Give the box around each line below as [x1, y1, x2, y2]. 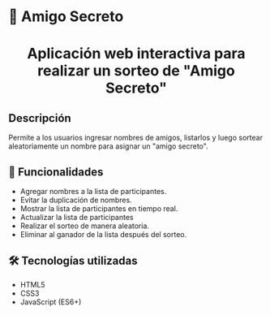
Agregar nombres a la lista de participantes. [19, 187, 167, 196]
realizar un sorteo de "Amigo [37, 62, 235, 80]
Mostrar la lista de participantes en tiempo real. [19, 204, 178, 214]
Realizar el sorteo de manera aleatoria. [19, 221, 150, 231]
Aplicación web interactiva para [27, 45, 246, 63]
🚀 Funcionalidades [8, 165, 104, 179]
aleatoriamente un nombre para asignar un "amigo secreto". [8, 141, 208, 151]
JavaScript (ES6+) [19, 296, 82, 307]
